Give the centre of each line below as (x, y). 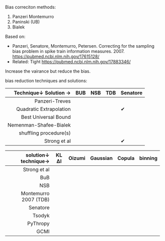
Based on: (15, 37)
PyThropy (39, 224)
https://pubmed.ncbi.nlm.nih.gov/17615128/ (56, 56)
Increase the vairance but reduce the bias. (48, 71)
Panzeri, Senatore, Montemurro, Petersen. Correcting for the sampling (83, 46)
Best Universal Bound (46, 117)
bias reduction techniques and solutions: (46, 81)
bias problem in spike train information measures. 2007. (68, 51)
